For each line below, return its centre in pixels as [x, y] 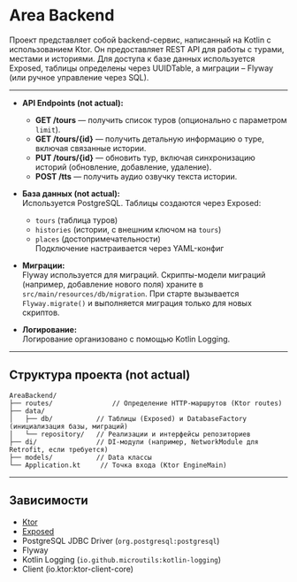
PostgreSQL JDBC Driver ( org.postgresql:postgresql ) [121, 540]
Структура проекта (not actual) [100, 375]
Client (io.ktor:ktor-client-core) [78, 569]
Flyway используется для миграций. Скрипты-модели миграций [144, 274]
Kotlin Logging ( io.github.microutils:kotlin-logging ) [122, 559]
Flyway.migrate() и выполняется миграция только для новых [137, 302]
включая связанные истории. [91, 148]
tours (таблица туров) [76, 220]
